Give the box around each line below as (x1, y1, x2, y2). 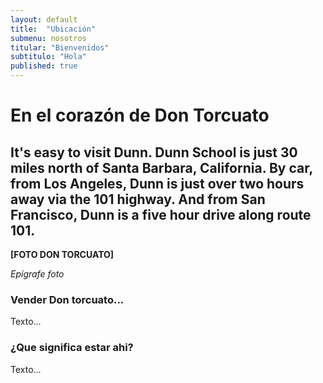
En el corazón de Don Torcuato (10, 104, 270, 127)
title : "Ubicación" (10, 24, 97, 34)
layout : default (10, 14, 78, 25)
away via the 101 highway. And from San (10, 191, 266, 208)
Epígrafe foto (10, 268, 65, 280)
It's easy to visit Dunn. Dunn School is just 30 (10, 144, 298, 161)
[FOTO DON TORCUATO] (10, 249, 115, 260)
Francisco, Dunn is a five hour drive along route (10, 206, 312, 223)
